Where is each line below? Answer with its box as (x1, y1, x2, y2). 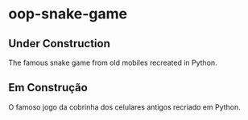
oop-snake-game (8, 5, 128, 23)
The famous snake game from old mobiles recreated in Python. (8, 58, 217, 67)
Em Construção (8, 81, 89, 94)
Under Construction (8, 37, 110, 50)
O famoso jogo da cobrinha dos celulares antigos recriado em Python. (8, 102, 242, 112)
